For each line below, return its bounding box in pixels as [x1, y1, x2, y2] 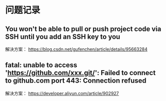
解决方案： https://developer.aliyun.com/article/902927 [5, 90, 119, 96]
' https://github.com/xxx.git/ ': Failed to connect [5, 69, 156, 77]
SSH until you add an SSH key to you [5, 32, 121, 41]
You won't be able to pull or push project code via [5, 24, 162, 33]
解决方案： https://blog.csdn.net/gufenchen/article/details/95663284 [5, 46, 148, 52]
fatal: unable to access [5, 61, 77, 70]
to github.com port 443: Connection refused [5, 77, 147, 85]
